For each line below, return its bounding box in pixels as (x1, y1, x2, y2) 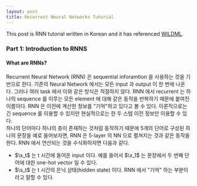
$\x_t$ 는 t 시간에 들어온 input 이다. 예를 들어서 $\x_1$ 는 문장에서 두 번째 (14, 151, 184, 158)
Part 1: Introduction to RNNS (6, 45, 87, 53)
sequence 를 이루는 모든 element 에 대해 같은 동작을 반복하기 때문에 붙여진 (16, 95, 190, 102)
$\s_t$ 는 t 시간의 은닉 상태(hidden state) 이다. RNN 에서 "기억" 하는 (14, 166, 173, 173)
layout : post (6, 8, 38, 15)
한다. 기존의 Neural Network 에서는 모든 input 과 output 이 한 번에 (21, 80, 175, 87)
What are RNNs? (6, 59, 47, 66)
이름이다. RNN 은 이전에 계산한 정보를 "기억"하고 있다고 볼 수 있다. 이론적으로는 (6, 102, 188, 109)
